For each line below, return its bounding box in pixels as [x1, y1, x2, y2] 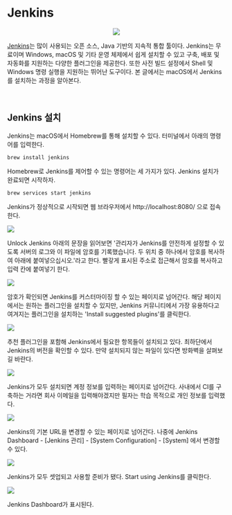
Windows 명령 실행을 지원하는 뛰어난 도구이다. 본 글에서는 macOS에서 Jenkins [7, 67, 222, 75]
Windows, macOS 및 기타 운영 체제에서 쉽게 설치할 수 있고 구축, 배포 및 [25, 50, 220, 58]
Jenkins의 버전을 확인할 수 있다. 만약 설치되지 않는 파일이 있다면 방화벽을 [7, 346, 205, 354]
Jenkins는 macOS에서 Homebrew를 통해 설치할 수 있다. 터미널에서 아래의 [7, 132, 209, 140]
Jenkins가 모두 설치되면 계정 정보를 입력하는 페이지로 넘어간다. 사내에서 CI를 [7, 382, 215, 390]
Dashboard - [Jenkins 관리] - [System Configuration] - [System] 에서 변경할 [7, 436, 220, 444]
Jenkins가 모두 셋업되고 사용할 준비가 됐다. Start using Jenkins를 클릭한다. [7, 472, 211, 480]
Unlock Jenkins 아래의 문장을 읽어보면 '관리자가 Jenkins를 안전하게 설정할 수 [7, 239, 217, 247]
